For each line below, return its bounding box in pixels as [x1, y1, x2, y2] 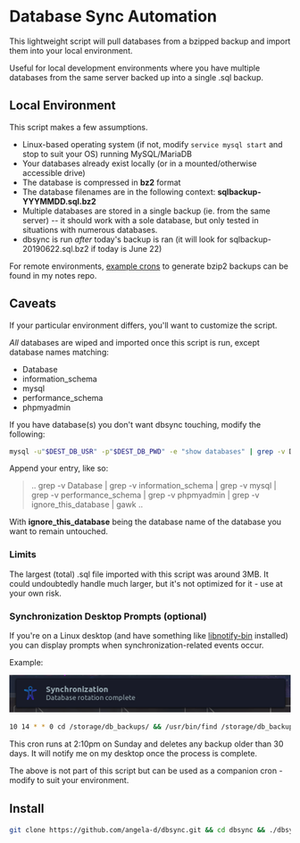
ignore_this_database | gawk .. [30, 499, 144, 510]
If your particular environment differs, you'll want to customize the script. [9, 320, 278, 330]
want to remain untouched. [9, 526, 109, 537]
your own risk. [9, 588, 62, 598]
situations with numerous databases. [21, 224, 158, 235]
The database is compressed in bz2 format [21, 177, 181, 188]
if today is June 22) [90, 243, 162, 254]
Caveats [9, 296, 56, 312]
